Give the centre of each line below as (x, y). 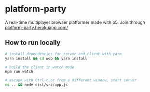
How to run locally (33, 43)
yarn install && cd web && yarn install (46, 58)
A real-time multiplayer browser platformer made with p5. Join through (75, 22)
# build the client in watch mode (40, 67)
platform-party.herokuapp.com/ (37, 27)
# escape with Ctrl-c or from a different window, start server (71, 80)
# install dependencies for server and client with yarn (63, 54)
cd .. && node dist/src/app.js (36, 85)
